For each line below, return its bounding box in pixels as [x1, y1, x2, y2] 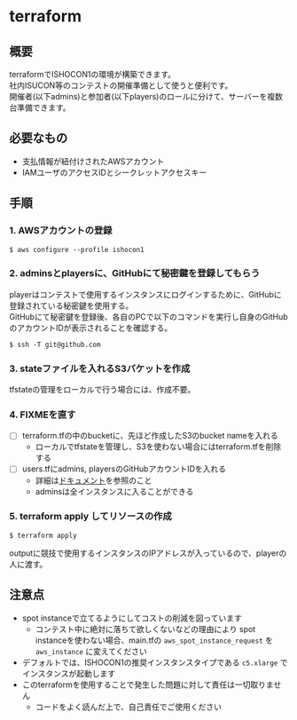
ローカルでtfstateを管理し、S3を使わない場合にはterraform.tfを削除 [35, 441, 282, 452]
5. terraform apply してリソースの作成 [9, 510, 173, 523]
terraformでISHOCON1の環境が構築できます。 [9, 69, 176, 79]
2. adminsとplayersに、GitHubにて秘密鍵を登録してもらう [9, 267, 261, 280]
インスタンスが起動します [21, 668, 116, 678]
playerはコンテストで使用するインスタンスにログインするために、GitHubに [9, 289, 282, 299]
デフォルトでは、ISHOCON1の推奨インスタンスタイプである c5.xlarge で [21, 657, 288, 668]
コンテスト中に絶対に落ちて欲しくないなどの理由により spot [35, 623, 256, 634]
